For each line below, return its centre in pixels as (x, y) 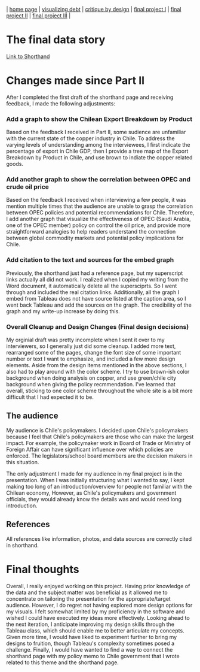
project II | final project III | (39, 16)
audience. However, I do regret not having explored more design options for (99, 605)
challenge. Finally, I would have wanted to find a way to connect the (90, 649)
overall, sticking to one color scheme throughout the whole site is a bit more (99, 391)
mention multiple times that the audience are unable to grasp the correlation (99, 206)
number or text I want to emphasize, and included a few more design (91, 359)
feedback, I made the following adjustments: (61, 103)
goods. (15, 164)
